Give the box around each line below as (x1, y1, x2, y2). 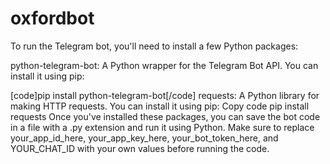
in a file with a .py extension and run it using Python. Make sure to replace (10, 121, 315, 133)
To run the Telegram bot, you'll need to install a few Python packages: (10, 40, 299, 52)
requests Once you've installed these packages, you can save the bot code (10, 110, 321, 122)
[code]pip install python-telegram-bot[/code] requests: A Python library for (10, 89, 320, 101)
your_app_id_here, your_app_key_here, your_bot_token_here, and (10, 132, 279, 144)
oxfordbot (10, 7, 95, 30)
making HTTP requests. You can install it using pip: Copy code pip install (10, 100, 310, 112)
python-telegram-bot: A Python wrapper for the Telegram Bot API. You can (10, 59, 319, 71)
